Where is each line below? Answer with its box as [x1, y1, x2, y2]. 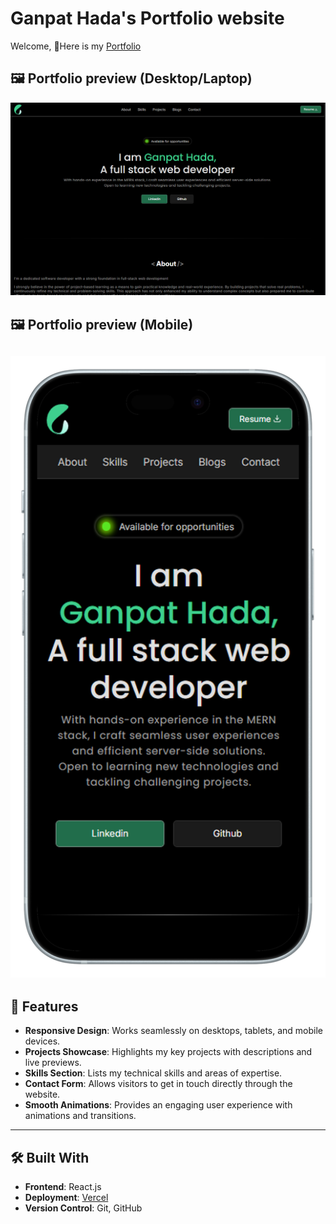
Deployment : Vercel [24, 1192, 109, 1204]
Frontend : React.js [24, 1181, 102, 1193]
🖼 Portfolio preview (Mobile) [10, 316, 194, 333]
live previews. [24, 1057, 82, 1069]
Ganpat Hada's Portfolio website [10, 7, 285, 30]
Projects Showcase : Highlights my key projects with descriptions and [24, 1046, 313, 1058]
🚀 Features [10, 998, 79, 1015]
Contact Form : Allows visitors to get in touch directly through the [24, 1078, 293, 1090]
